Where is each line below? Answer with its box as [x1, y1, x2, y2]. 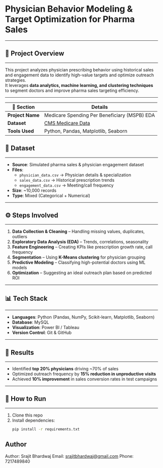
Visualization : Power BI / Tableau [12, 325, 80, 330]
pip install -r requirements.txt [12, 427, 80, 432]
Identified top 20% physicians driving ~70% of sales [12, 366, 119, 371]
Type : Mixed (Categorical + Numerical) [12, 192, 91, 198]
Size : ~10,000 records [12, 187, 57, 193]
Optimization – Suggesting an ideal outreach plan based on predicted [12, 270, 152, 276]
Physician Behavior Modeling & [5, 3, 133, 15]
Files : [12, 167, 23, 173]
